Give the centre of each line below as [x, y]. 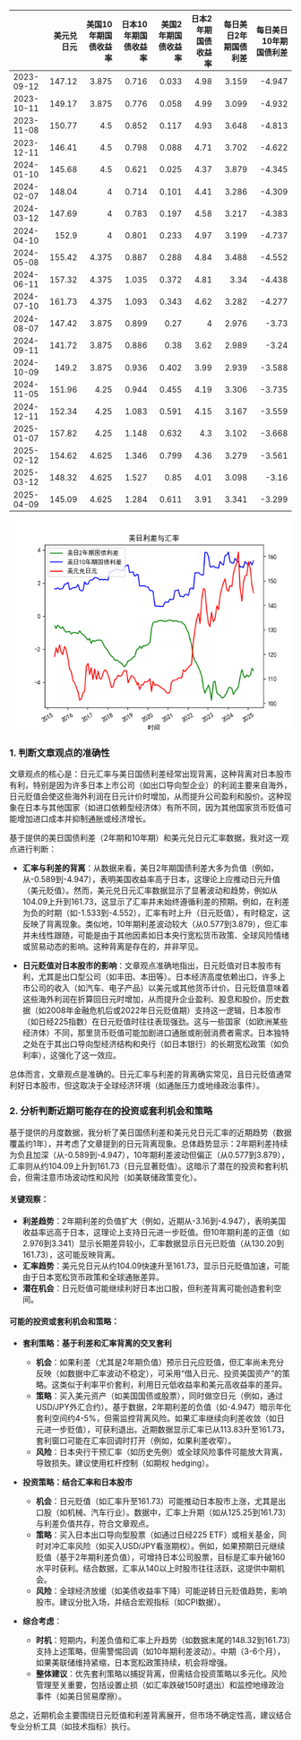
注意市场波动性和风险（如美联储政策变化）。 [120, 1177]
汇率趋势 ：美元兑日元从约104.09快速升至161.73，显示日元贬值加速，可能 [156, 1266]
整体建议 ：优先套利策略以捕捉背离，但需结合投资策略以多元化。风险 [161, 1674]
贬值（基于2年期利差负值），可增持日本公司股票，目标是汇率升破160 [160, 1557]
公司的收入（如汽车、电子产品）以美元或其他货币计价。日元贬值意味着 [159, 988]
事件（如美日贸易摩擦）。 [81, 1696]
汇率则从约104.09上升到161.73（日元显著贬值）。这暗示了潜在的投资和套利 [145, 1165]
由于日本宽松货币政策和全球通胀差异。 [93, 1277]
